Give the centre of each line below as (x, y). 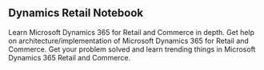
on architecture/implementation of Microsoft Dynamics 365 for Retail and (129, 41)
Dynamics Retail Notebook (76, 13)
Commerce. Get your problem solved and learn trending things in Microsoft (132, 49)
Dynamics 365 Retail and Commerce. (70, 57)
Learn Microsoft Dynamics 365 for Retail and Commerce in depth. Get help (131, 32)
